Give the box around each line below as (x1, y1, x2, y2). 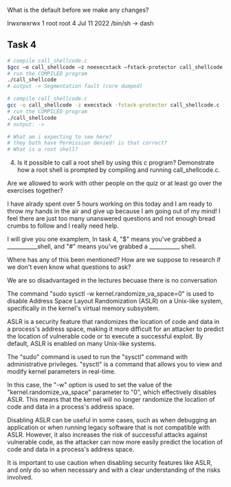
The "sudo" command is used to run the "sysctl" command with (7, 353, 188, 361)
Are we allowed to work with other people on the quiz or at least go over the (7, 179, 222, 188)
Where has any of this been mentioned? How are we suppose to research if (7, 256, 221, 264)
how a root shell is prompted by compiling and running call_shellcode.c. (16, 166, 221, 174)
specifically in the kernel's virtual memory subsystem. (7, 304, 160, 312)
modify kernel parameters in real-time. (7, 367, 116, 376)
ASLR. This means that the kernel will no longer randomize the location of (7, 396, 215, 404)
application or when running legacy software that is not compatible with (7, 423, 210, 432)
